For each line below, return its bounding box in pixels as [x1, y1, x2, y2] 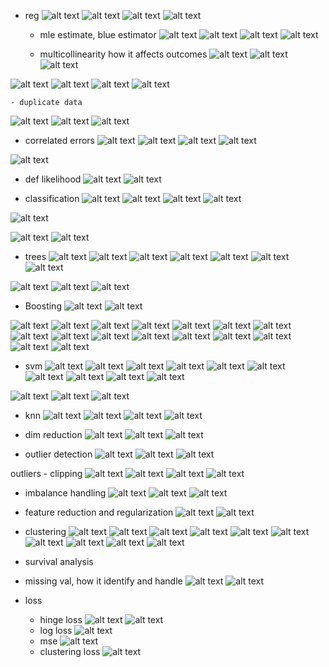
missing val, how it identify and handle [24, 575, 183, 587]
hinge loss [39, 614, 83, 625]
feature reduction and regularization [24, 506, 174, 518]
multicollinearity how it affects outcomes [39, 48, 208, 60]
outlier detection [24, 448, 93, 460]
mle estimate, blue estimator [39, 29, 157, 40]
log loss [39, 625, 73, 636]
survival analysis [24, 556, 94, 567]
